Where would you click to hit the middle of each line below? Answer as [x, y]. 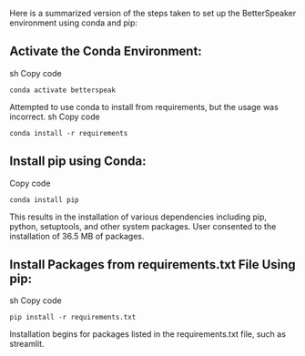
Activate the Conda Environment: [106, 51]
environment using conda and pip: [74, 23]
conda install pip [44, 199]
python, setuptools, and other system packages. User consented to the [143, 226]
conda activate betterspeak [63, 90]
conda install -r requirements [69, 133]
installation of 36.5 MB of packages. [77, 236]
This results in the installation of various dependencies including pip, [138, 217]
